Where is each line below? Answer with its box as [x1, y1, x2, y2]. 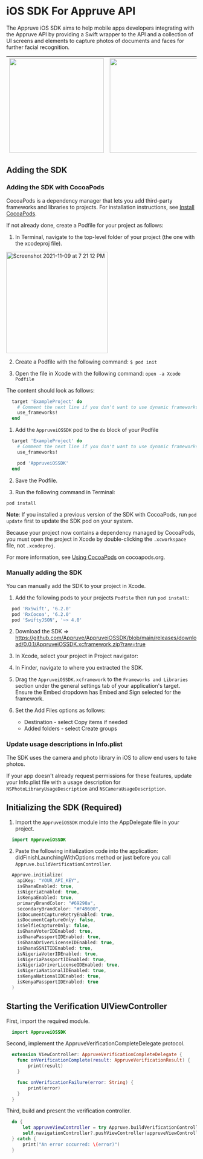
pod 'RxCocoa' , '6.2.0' [11, 611, 71, 618]
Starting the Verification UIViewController [6, 1001, 167, 1011]
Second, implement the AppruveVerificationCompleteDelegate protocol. [6, 1040, 185, 1047]
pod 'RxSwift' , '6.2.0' [11, 606, 71, 612]
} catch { [11, 1136, 36, 1142]
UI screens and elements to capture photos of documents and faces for [6, 37, 184, 44]
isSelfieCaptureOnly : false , [17, 922, 91, 929]
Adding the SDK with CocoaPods [6, 183, 105, 192]
